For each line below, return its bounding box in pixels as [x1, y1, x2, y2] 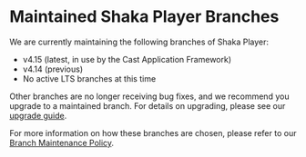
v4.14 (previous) [22, 64, 84, 74]
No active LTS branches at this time [22, 73, 157, 83]
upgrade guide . [9, 110, 67, 121]
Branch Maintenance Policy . [9, 137, 115, 148]
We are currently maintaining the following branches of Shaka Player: [9, 36, 270, 47]
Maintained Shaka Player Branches [9, 6, 280, 27]
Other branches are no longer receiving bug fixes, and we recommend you [9, 91, 290, 102]
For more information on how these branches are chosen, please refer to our [9, 127, 297, 138]
